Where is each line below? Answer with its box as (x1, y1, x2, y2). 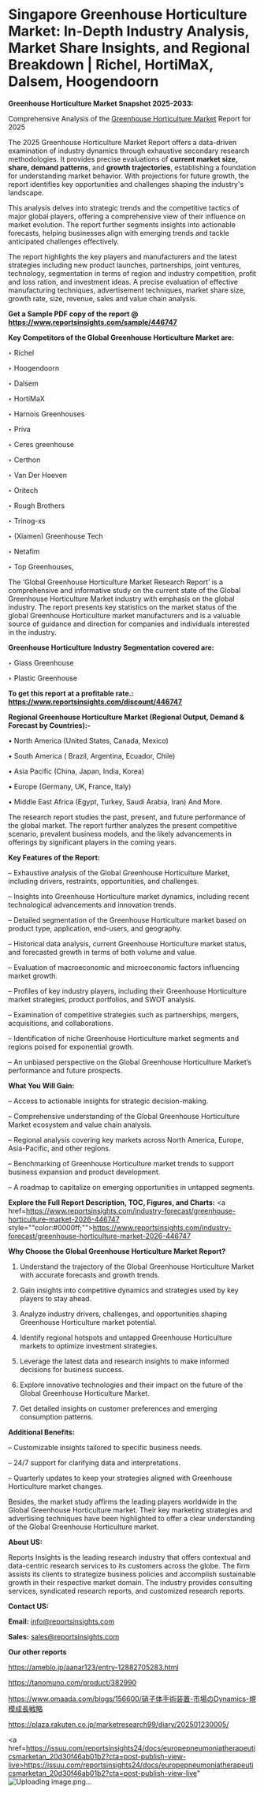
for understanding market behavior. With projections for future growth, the (8, 171, 250, 181)
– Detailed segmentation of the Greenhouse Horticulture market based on (8, 915, 247, 924)
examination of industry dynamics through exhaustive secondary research (8, 146, 250, 155)
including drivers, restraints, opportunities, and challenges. (8, 876, 199, 886)
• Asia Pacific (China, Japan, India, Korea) (8, 766, 144, 776)
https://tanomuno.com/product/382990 (8, 1677, 137, 1687)
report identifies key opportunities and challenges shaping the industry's (8, 179, 244, 188)
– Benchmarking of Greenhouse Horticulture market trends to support (8, 1158, 235, 1168)
